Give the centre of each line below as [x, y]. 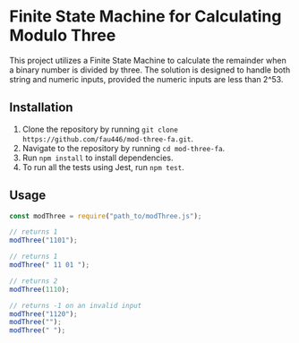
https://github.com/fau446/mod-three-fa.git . [108, 138]
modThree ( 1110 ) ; [39, 289]
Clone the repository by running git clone [100, 129]
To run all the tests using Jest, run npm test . [103, 167]
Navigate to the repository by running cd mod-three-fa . [124, 148]
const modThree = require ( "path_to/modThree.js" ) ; [106, 216]
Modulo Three [63, 35]
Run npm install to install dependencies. [98, 158]
